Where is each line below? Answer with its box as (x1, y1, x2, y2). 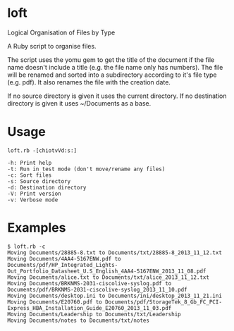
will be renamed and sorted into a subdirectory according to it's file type (7, 70, 217, 79)
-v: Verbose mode (7, 196, 58, 204)
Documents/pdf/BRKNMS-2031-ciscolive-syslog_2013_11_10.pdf (7, 286, 188, 293)
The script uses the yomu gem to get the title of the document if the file (7, 55, 215, 64)
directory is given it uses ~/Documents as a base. (7, 99, 152, 107)
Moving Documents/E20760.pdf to (7, 298, 102, 306)
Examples (7, 220, 66, 236)
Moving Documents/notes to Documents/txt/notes (7, 317, 150, 324)
